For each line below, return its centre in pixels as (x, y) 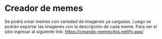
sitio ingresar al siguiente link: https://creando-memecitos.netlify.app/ (74, 31)
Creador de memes (44, 8)
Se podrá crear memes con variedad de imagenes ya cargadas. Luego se (78, 21)
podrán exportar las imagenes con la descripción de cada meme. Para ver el (81, 26)
